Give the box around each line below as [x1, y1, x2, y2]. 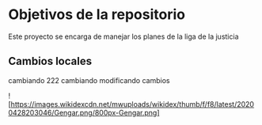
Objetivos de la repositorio [8, 6, 186, 24]
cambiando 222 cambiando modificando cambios [8, 75, 170, 85]
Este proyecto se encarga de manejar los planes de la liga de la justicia [8, 32, 239, 41]
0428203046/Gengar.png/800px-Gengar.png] [8, 108, 160, 117]
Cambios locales [8, 55, 93, 68]
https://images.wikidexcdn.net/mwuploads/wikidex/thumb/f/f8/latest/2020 [10, 99, 255, 108]
